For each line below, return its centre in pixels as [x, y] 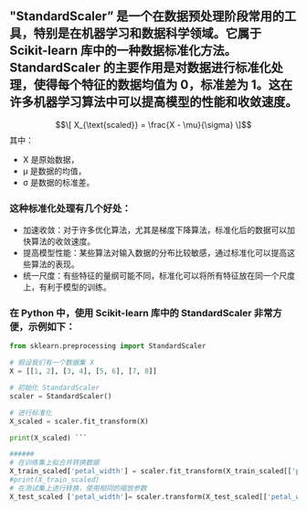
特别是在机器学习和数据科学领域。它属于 [148, 33]
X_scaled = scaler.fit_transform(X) [79, 421]
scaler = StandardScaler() [61, 396]
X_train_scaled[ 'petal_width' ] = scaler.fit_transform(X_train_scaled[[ [151, 472]
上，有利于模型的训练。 [67, 287]
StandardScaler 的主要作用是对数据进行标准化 [140, 68]
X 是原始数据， [51, 159]
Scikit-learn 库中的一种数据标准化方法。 [123, 51]
